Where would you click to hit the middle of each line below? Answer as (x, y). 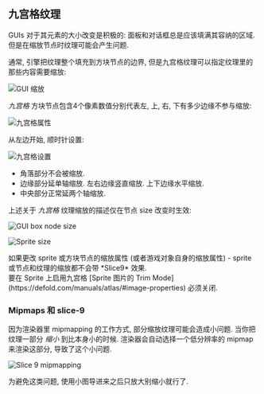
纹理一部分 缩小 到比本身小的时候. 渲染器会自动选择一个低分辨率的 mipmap (131, 339)
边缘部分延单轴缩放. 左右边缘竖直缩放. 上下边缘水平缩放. (112, 183)
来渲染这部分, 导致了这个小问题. (60, 349)
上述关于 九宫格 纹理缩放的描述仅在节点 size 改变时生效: (100, 210)
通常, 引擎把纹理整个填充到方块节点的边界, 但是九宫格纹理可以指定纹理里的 (130, 61)
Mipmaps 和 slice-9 (47, 310)
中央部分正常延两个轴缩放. (62, 193)
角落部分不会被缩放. (52, 173)
